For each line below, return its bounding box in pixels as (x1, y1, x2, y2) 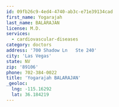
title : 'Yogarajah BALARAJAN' (6, 75, 82, 81)
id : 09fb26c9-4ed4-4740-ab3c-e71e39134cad (6, 8, 113, 15)
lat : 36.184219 (11, 92, 49, 97)
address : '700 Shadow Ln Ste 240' (6, 48, 97, 53)
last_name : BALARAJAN (6, 20, 60, 26)
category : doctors (6, 42, 52, 48)
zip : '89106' (6, 64, 39, 70)
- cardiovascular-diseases (11, 36, 79, 42)
